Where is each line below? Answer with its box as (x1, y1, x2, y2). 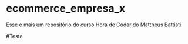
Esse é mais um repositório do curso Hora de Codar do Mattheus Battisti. (6, 21, 183, 28)
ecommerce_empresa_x (6, 2, 126, 15)
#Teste (6, 32, 23, 39)
